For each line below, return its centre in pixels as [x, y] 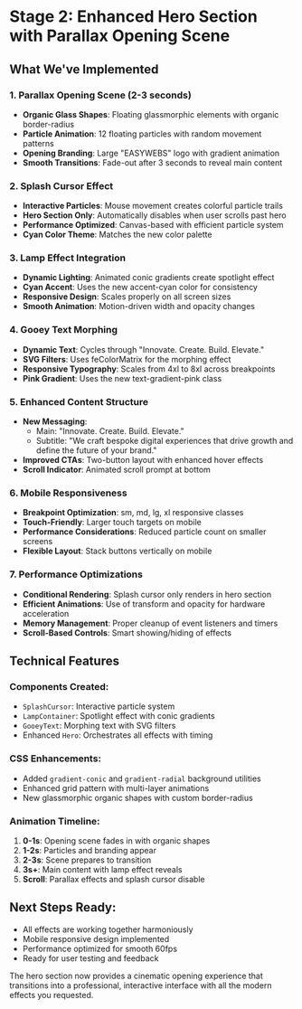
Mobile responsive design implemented [96, 938]
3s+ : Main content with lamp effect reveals [102, 869]
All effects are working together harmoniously [108, 929]
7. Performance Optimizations [76, 574]
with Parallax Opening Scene [120, 36]
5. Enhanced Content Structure [79, 401]
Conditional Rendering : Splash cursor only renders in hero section [147, 594]
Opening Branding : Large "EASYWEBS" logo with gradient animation [151, 153]
